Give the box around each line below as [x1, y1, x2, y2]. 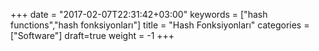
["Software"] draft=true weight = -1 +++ [10, 30, 175, 41]
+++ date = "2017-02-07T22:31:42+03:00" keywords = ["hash [10, 9, 268, 20]
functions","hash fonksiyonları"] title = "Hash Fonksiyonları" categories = [10, 19, 310, 31]
